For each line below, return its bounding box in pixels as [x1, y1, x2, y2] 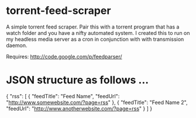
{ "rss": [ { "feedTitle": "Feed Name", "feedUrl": [6, 92, 120, 99]
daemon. [6, 42, 27, 49]
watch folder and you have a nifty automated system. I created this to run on [6, 29, 190, 36]
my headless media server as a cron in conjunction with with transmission [6, 35, 184, 42]
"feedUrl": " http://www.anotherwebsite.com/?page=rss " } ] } [6, 105, 153, 112]
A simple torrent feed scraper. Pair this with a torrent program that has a [6, 23, 180, 30]
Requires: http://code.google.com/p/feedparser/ [6, 53, 122, 60]
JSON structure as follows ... [6, 74, 149, 87]
